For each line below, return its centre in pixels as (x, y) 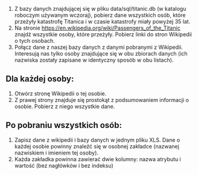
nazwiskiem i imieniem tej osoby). (56, 153)
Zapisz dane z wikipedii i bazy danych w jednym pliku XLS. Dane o (97, 140)
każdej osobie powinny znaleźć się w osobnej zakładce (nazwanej (97, 146)
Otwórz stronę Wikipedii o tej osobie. (60, 94)
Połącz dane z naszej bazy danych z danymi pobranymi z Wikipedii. (99, 47)
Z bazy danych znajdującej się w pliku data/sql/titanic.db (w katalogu (100, 9)
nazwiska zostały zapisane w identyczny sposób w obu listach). (94, 60)
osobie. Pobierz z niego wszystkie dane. (65, 106)
